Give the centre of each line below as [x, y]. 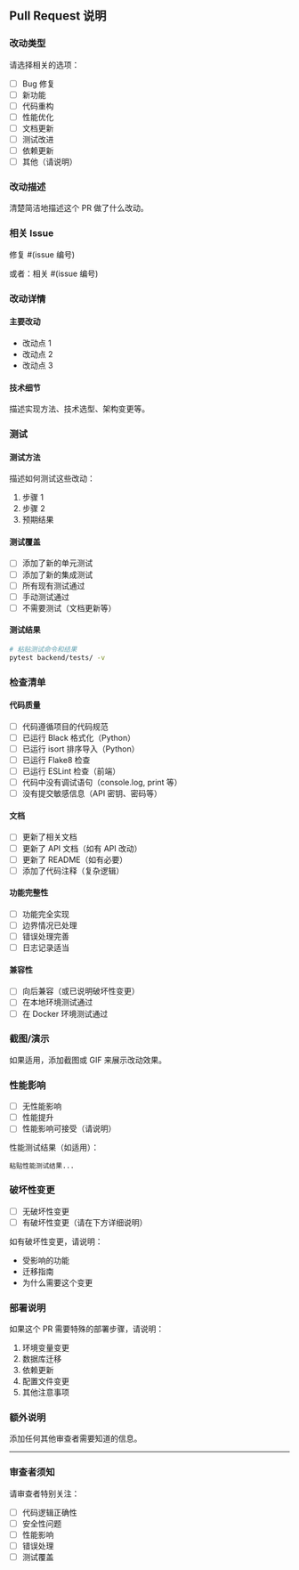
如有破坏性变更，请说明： [56, 1241]
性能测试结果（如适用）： [54, 1148]
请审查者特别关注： [44, 1493]
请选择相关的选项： [44, 64]
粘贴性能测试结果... [42, 1166]
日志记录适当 [45, 948]
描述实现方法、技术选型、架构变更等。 [79, 409]
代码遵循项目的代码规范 [65, 726]
